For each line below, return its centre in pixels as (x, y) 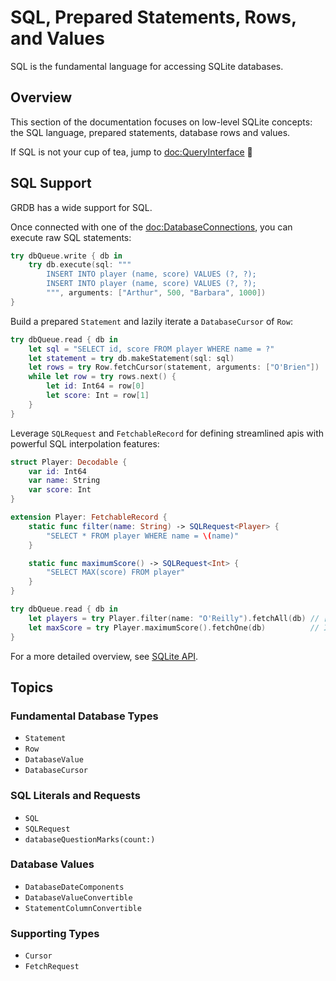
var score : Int (60, 490)
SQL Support (51, 183)
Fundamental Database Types (84, 716)
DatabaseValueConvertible (78, 897)
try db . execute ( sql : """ (80, 265)
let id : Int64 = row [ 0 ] (95, 386)
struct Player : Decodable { (69, 462)
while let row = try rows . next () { (102, 377)
